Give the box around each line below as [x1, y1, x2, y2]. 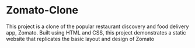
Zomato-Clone [6, 4, 79, 17]
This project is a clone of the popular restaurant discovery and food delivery [6, 23, 189, 30]
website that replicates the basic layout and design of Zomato [6, 35, 155, 42]
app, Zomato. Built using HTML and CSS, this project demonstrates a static [6, 29, 186, 36]
